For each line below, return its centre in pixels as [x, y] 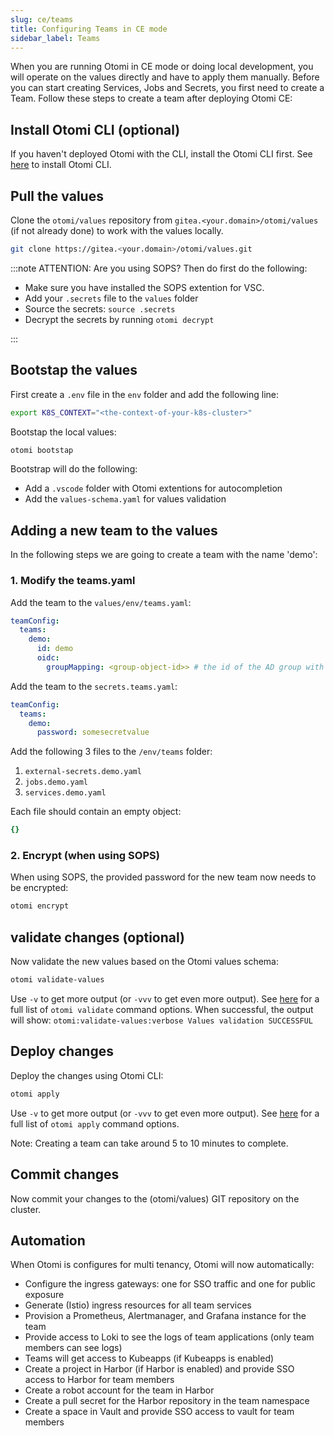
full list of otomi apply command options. [95, 1123]
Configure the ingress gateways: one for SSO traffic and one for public [170, 1284]
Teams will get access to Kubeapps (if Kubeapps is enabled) [149, 1358]
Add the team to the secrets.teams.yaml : [94, 686]
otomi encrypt [40, 906]
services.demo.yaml [65, 793]
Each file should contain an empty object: [96, 812]
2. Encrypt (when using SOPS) [85, 856]
